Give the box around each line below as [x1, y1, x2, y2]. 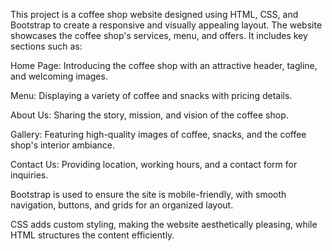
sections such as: [10, 40, 83, 52]
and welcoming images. [10, 70, 108, 82]
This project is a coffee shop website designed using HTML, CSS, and [10, 9, 299, 20]
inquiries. [10, 169, 49, 181]
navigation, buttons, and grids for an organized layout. [10, 199, 234, 211]
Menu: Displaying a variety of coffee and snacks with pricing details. [10, 90, 293, 101]
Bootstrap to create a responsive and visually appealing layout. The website [10, 19, 323, 31]
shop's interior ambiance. [10, 139, 116, 151]
